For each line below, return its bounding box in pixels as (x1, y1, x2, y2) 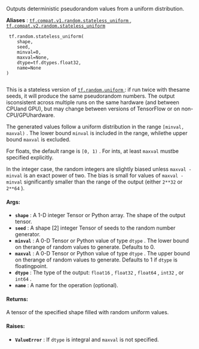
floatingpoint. (14, 263, 48, 270)
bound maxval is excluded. (6, 136, 71, 143)
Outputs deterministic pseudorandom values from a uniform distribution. (6, 5, 185, 12)
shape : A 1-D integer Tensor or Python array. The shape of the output (14, 212, 186, 219)
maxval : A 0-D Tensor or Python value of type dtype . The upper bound (14, 250, 190, 257)
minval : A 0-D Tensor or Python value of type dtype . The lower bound (14, 237, 189, 245)
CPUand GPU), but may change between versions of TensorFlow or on (6, 105, 180, 112)
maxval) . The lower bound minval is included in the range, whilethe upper (6, 130, 188, 137)
